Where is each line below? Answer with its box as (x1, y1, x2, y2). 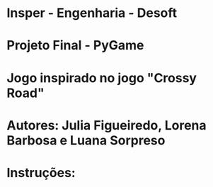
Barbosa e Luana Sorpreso (6, 132, 166, 148)
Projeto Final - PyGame (6, 38, 144, 54)
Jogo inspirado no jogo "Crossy (6, 69, 197, 86)
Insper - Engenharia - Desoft (6, 5, 178, 21)
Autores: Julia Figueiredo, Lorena (6, 117, 207, 133)
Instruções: (6, 164, 76, 181)
